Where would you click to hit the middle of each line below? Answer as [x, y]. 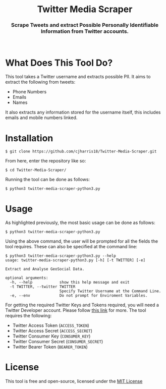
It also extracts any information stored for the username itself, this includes [83, 113]
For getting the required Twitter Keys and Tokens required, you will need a [82, 305]
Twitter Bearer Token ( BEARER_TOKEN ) [50, 347]
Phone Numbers [30, 92]
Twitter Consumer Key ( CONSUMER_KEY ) [51, 336]
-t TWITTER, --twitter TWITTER [43, 287]
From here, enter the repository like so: [46, 161]
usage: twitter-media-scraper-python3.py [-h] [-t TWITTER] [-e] [75, 260]
